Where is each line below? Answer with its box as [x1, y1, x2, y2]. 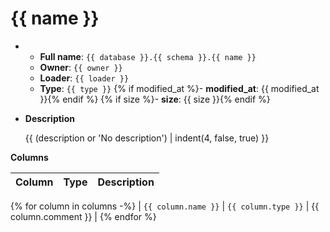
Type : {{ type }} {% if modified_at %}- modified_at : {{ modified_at [39, 82, 320, 94]
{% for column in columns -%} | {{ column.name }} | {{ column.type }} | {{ [10, 200, 320, 212]
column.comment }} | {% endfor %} [10, 210, 157, 222]
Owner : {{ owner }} [39, 61, 123, 73]
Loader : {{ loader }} [39, 72, 130, 84]
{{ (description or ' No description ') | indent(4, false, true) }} [24, 132, 270, 144]
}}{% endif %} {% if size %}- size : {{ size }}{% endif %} [39, 93, 271, 105]
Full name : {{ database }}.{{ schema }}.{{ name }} [39, 50, 257, 62]
